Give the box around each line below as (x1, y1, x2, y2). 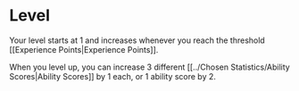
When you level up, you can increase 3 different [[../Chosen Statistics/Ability (9, 62, 290, 72)
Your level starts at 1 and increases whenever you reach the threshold (9, 35, 265, 45)
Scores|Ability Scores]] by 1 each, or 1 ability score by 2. (9, 70, 217, 81)
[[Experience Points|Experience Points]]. (9, 44, 159, 54)
